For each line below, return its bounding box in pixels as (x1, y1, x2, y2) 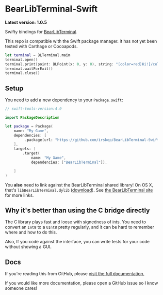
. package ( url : (24, 137, 53, 142)
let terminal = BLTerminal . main (5, 52, 70, 58)
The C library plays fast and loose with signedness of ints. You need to (5, 219, 147, 225)
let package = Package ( (5, 124, 53, 129)
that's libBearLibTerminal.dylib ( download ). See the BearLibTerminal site (5, 187, 153, 193)
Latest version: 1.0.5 (5, 19, 47, 25)
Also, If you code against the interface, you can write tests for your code (5, 239, 150, 245)
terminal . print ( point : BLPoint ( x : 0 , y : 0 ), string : (5, 62, 114, 66)
